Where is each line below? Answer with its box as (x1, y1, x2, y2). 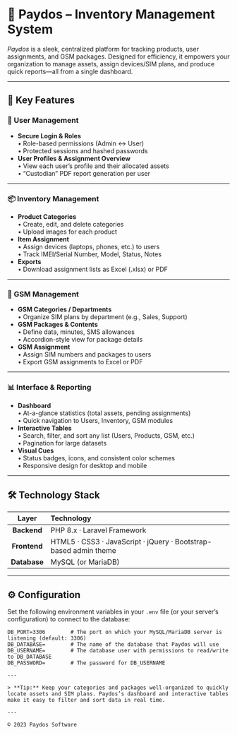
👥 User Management (7, 116, 79, 126)
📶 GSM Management (7, 289, 80, 299)
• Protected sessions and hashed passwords (17, 146, 148, 155)
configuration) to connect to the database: (7, 615, 130, 623)
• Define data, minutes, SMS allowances (17, 328, 135, 336)
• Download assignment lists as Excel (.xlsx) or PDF (17, 265, 168, 273)
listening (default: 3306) (7, 635, 87, 642)
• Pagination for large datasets (17, 438, 107, 447)
